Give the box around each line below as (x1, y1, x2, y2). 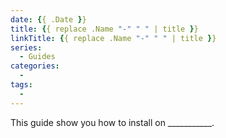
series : (10, 42, 43, 53)
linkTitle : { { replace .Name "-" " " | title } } (10, 33, 217, 43)
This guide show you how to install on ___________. (10, 116, 215, 128)
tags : (10, 80, 33, 90)
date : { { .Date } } (10, 14, 87, 25)
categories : (10, 61, 60, 71)
